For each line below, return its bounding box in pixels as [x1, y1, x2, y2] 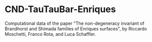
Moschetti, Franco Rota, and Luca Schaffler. [5, 31, 96, 37]
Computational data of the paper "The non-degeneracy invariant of [5, 20, 144, 26]
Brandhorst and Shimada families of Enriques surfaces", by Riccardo [5, 25, 147, 31]
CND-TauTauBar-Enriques [5, 4, 116, 15]
